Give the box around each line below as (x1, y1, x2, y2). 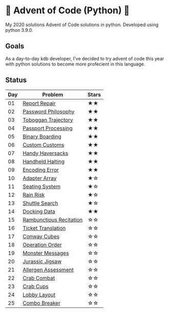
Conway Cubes (23, 233, 60, 240)
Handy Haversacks (23, 150, 69, 157)
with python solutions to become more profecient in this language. (5, 61, 145, 67)
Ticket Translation (23, 224, 66, 232)
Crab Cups (23, 283, 49, 290)
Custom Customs (23, 141, 65, 148)
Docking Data (23, 207, 55, 215)
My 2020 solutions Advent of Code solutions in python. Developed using (5, 22, 159, 28)
